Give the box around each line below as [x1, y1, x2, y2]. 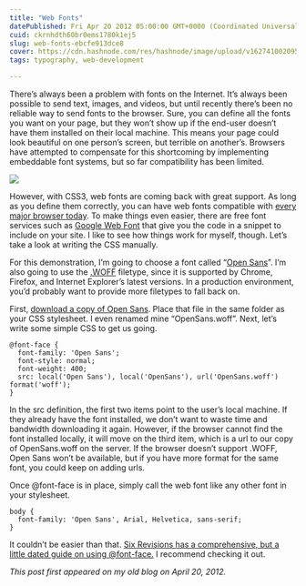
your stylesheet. [9, 490, 70, 500]
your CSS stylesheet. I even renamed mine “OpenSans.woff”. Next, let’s [9, 313, 278, 324]
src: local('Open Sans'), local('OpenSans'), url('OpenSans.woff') [17, 372, 280, 381]
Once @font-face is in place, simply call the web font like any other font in [9, 480, 287, 490]
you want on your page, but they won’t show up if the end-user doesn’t [9, 117, 277, 128]
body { [9, 507, 35, 516]
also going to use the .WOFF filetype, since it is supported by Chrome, [9, 267, 273, 278]
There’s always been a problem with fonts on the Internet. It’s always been [9, 88, 288, 99]
